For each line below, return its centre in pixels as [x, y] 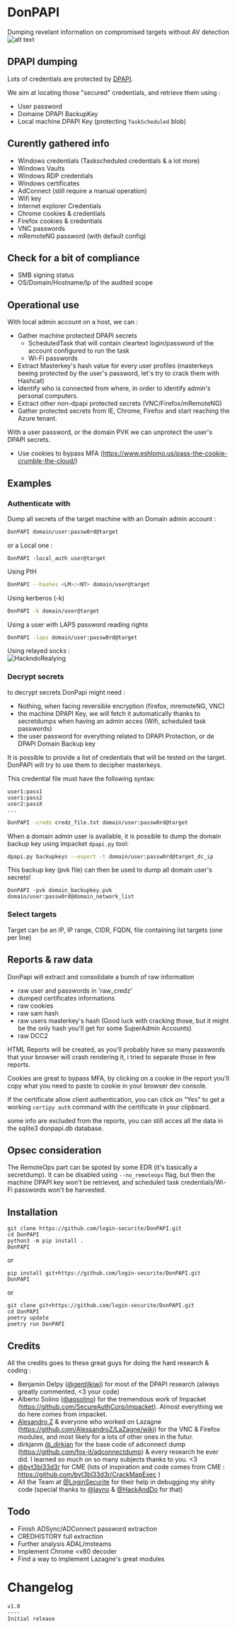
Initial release [31, 1619]
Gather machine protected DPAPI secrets [77, 336]
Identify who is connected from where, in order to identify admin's [114, 388]
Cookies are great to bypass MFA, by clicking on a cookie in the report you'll [118, 1078]
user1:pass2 [25, 797]
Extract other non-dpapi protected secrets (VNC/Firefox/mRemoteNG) [120, 404]
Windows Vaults [41, 168]
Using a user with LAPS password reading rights [78, 625]
